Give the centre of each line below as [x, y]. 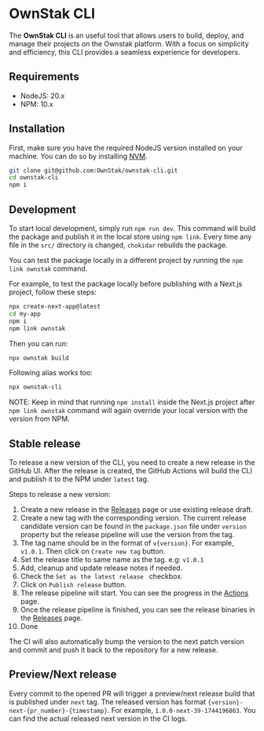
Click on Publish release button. [73, 585]
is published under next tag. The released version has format [108, 702]
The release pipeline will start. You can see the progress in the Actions [134, 593]
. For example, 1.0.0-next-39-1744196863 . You [181, 710]
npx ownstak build [39, 358]
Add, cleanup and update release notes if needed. [101, 568]
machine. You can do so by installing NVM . [78, 156]
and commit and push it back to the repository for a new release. [114, 650]
